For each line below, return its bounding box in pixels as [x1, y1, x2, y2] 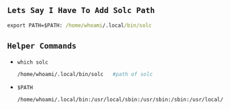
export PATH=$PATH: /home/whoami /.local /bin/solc [7, 22, 152, 29]
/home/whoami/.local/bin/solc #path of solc [16, 71, 153, 77]
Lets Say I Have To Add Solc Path [7, 5, 155, 16]
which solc [16, 58, 49, 66]
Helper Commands [7, 41, 77, 51]
